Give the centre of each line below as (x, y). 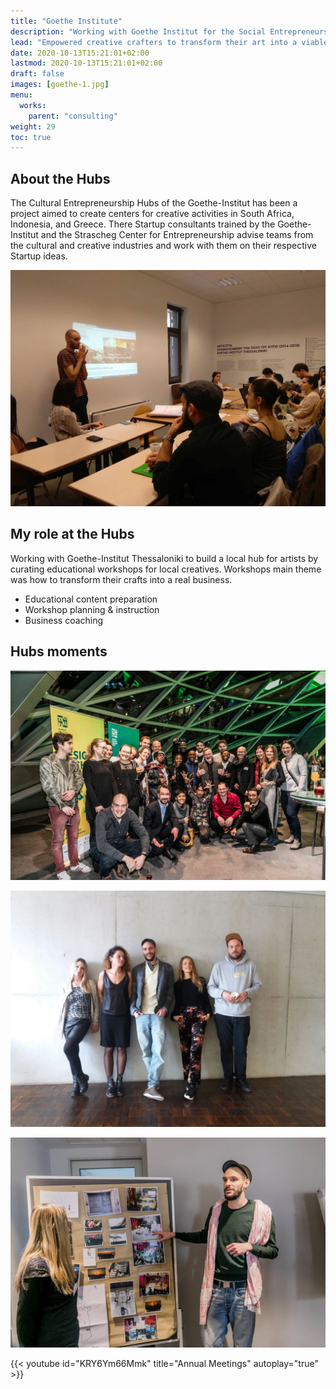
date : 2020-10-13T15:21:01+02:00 (80, 53)
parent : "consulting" (73, 116)
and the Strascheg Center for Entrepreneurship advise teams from (177, 235)
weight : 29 (33, 126)
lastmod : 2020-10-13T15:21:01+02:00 (86, 63)
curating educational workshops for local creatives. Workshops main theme (166, 569)
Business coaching (64, 620)
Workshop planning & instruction (92, 609)
